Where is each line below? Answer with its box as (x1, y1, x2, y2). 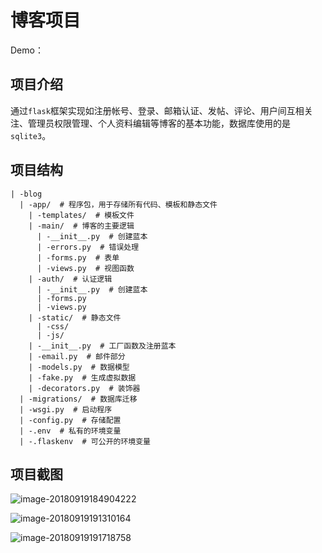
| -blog (10, 189, 43, 199)
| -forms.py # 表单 (36, 252, 120, 263)
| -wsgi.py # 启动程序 (19, 404, 113, 415)
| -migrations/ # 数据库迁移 (19, 394, 138, 404)
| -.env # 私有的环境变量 (19, 426, 122, 436)
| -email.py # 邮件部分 (28, 351, 126, 361)
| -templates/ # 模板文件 (28, 210, 135, 220)
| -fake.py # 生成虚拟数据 (28, 372, 137, 383)
